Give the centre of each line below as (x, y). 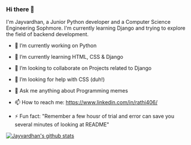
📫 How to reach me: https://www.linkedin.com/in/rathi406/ (86, 102)
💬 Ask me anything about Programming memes (71, 91)
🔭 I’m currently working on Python (55, 45)
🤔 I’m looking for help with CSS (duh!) (60, 79)
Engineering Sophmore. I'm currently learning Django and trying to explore (96, 28)
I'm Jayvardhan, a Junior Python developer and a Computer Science (88, 22)
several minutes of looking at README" (62, 125)
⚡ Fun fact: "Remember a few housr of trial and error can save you (94, 116)
